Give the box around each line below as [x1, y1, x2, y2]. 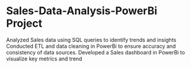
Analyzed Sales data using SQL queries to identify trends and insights [6, 36, 177, 43]
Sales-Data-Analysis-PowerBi [6, 4, 158, 18]
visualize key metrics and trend [6, 55, 82, 62]
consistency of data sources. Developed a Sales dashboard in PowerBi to [6, 48, 185, 56]
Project [6, 17, 43, 30]
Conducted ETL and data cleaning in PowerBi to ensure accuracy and [6, 43, 176, 50]
